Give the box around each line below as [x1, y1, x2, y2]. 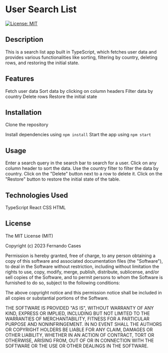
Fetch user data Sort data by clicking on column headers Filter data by [5, 88, 153, 94]
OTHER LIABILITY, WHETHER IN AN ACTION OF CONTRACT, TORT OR [5, 332, 154, 338]
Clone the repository [5, 121, 49, 128]
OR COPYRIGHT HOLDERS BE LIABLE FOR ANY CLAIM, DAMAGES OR [5, 326, 153, 333]
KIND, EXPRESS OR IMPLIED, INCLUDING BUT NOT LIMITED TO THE [5, 310, 150, 316]
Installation [5, 108, 42, 117]
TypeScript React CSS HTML [5, 205, 66, 210]
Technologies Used [5, 191, 68, 199]
